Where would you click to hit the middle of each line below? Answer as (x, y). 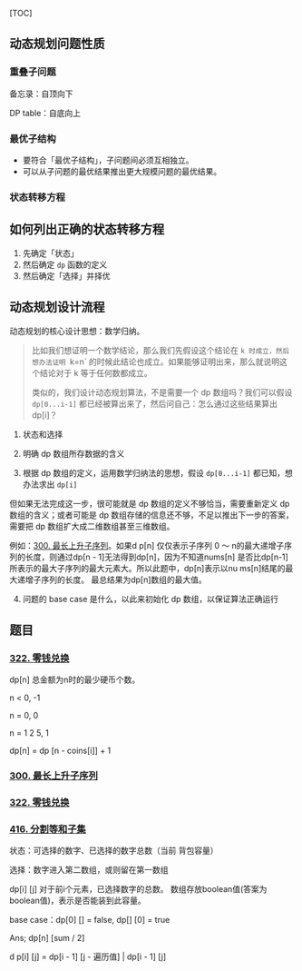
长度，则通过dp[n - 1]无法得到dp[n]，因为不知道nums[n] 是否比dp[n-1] (156, 557)
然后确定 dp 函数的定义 (64, 264)
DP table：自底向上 (45, 113)
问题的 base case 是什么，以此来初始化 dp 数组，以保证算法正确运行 (151, 599)
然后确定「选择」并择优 (66, 275)
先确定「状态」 (50, 253)
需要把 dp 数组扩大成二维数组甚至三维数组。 (92, 526)
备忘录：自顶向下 (41, 94)
